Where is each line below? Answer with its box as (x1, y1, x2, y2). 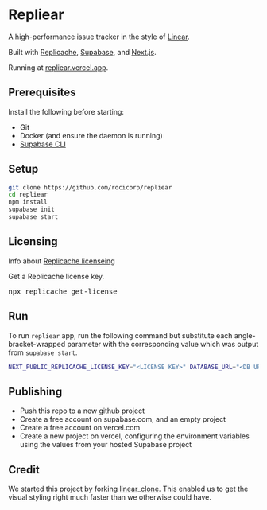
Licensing (8, 235, 58, 248)
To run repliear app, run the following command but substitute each (8, 330, 233, 340)
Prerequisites (8, 86, 76, 99)
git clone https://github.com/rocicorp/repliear (8, 183, 172, 192)
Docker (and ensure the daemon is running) (19, 130, 163, 140)
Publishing (8, 384, 63, 399)
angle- (234, 330, 256, 340)
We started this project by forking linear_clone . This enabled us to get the (8, 484, 249, 494)
